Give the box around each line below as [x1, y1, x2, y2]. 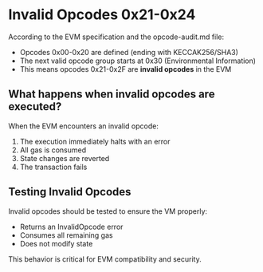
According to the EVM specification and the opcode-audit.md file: [8, 32, 225, 41]
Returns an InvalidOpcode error [19, 222, 124, 231]
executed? [8, 100, 62, 113]
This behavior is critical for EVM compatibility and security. [8, 254, 202, 264]
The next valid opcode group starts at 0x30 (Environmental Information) [19, 56, 257, 65]
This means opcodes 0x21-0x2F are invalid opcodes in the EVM [19, 64, 232, 73]
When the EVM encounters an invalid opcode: [8, 121, 159, 131]
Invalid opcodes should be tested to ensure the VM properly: [8, 206, 208, 216]
